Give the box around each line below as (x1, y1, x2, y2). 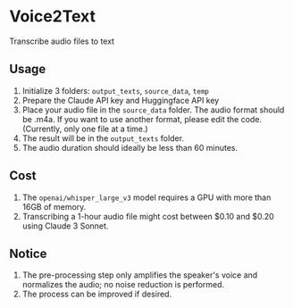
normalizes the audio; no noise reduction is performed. (21, 279, 225, 290)
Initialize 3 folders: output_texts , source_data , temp (21, 85, 210, 96)
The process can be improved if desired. (21, 288, 172, 300)
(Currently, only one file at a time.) (21, 123, 149, 134)
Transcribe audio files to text (9, 36, 114, 46)
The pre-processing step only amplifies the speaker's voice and (21, 270, 258, 280)
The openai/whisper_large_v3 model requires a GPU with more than (21, 192, 272, 203)
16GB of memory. (21, 201, 87, 212)
